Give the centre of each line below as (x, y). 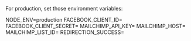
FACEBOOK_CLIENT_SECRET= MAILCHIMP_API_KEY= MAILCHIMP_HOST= (95, 26)
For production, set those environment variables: (64, 8)
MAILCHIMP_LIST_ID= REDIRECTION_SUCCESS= (65, 32)
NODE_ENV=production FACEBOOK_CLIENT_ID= (64, 20)
